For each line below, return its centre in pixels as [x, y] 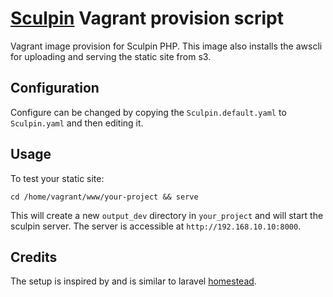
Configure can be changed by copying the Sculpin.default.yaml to [148, 112]
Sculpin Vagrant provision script [147, 18]
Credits [34, 257]
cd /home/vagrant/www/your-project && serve [104, 197]
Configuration [55, 88]
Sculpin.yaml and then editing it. [77, 123]
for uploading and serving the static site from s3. [111, 56]
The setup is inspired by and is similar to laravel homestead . [133, 281]
